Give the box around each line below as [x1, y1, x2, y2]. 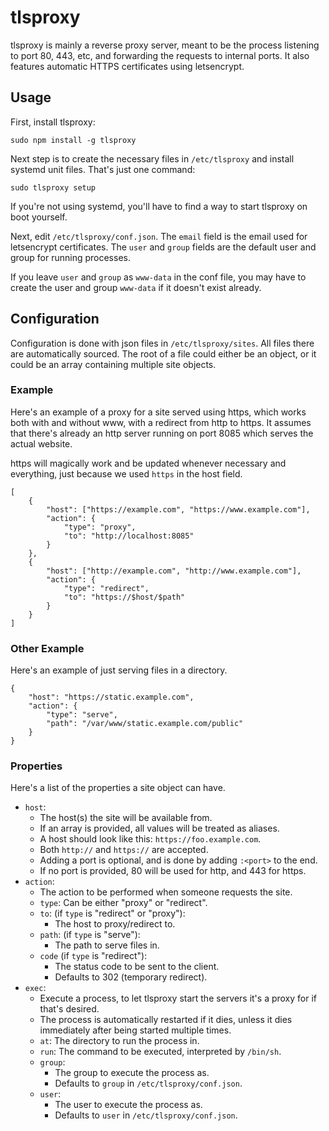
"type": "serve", [46, 710, 118, 720]
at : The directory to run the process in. [39, 1035, 200, 1047]
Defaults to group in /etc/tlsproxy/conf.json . [54, 1077, 243, 1090]
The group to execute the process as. [54, 1067, 210, 1079]
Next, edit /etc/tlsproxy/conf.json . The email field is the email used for [10, 230, 308, 242]
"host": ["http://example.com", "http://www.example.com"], [46, 566, 302, 576]
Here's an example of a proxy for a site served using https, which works [10, 406, 307, 418]
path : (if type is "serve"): [39, 929, 141, 941]
